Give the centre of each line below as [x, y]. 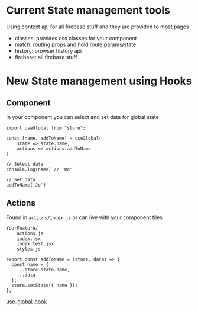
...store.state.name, [43, 270]
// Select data [25, 164]
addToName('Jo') [26, 185]
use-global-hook [27, 301]
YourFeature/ [22, 228]
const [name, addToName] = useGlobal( [54, 138]
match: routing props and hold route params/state [75, 44]
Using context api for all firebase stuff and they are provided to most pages [98, 27]
